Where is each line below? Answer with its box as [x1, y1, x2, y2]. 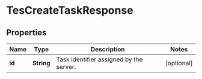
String [32, 59, 50, 67]
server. [56, 63, 76, 71]
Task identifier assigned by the [56, 55, 143, 63]
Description [90, 45, 125, 53]
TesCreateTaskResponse [6, 4, 133, 17]
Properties [6, 28, 47, 38]
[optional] [165, 59, 193, 67]
